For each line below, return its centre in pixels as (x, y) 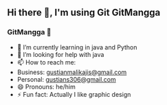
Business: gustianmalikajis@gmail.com (72, 72)
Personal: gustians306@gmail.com (66, 79)
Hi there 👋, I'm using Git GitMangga (84, 13)
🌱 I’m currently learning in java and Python (77, 47)
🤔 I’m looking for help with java (60, 54)
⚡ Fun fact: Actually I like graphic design (74, 94)
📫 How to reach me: (46, 62)
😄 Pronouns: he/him (46, 86)
